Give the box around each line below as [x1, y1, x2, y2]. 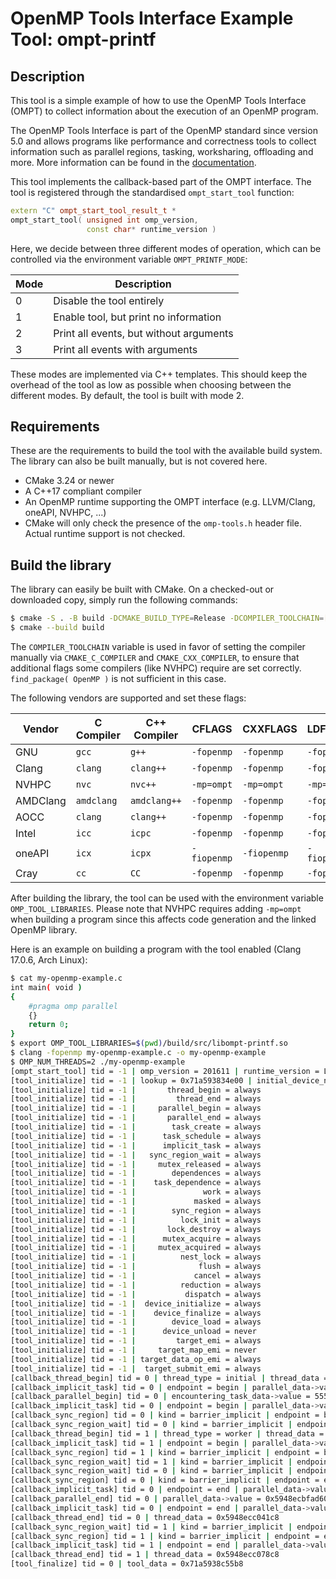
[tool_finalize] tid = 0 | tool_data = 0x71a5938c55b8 [10, 1559, 244, 1569]
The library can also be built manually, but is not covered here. [10, 455, 268, 467]
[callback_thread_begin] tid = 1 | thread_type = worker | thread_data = [10, 1428, 325, 1439]
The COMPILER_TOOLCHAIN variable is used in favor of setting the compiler [10, 641, 306, 652]
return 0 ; [28, 1020, 70, 1030]
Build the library [10, 557, 112, 574]
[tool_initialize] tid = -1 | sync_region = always [10, 1205, 262, 1216]
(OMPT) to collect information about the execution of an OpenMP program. [10, 105, 319, 117]
